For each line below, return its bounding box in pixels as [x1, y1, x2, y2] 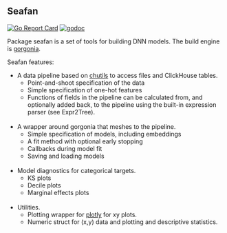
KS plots [27, 174, 52, 182]
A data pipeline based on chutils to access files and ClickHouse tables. [17, 71, 218, 79]
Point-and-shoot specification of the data [27, 79, 145, 87]
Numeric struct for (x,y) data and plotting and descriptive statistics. [27, 217, 218, 226]
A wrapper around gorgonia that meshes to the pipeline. [17, 122, 176, 130]
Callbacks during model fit [27, 144, 102, 152]
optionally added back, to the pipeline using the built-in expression [27, 100, 217, 109]
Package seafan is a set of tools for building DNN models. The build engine [7, 37, 220, 45]
